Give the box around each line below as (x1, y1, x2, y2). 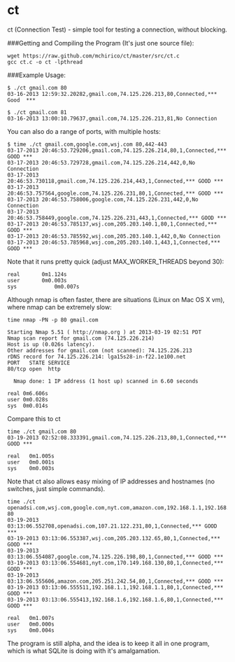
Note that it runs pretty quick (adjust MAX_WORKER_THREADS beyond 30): (7, 257, 225, 266)
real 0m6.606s (7, 389, 49, 397)
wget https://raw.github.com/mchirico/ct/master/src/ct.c (7, 52, 180, 60)
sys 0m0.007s (7, 283, 80, 290)
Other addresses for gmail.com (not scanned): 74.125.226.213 (7, 347, 192, 354)
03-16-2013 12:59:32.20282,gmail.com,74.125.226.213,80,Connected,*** (7, 90, 218, 97)
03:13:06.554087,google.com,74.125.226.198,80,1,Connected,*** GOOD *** (7, 553, 224, 560)
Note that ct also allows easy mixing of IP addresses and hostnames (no (7, 477, 215, 485)
